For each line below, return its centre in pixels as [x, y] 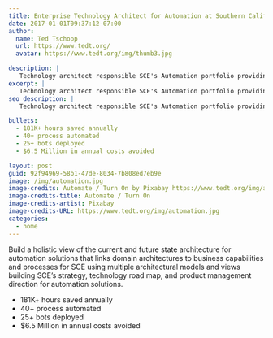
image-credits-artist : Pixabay [61, 204]
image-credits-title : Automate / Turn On [80, 196]
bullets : [23, 121]
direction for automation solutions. [66, 284]
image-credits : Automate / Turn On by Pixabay [89, 188]
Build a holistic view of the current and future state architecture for [120, 249]
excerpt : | [27, 83]
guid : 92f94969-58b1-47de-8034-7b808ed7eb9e [85, 173]
